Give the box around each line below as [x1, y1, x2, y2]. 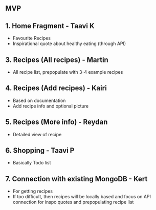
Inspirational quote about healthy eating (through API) [12, 40, 126, 47]
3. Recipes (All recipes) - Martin [5, 55, 108, 64]
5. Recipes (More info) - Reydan [5, 118, 108, 127]
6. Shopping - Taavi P [5, 146, 75, 155]
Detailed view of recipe [12, 131, 62, 137]
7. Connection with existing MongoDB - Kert [5, 174, 148, 183]
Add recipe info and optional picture [12, 102, 89, 109]
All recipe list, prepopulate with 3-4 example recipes [12, 69, 123, 75]
